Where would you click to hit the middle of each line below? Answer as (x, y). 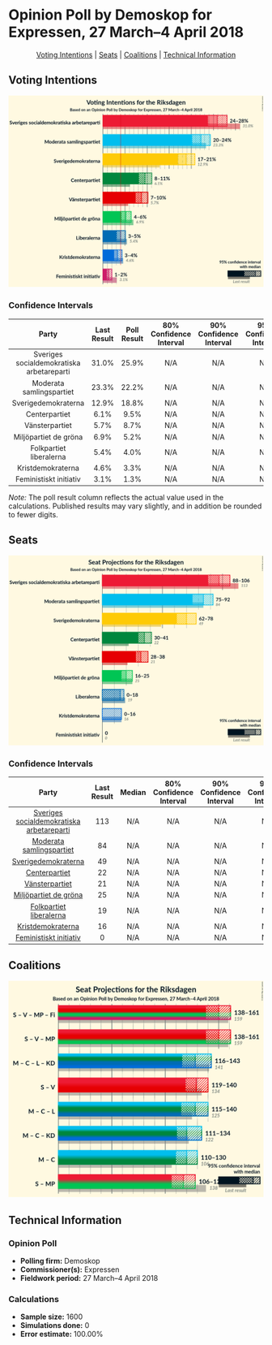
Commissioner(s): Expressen (70, 1269)
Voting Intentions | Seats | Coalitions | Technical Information (136, 54)
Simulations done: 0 (55, 1326)
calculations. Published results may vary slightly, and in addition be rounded (135, 506)
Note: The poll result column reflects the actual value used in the (116, 497)
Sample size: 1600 (51, 1317)
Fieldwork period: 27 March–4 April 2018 (89, 1278)
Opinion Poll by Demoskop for (110, 15)
